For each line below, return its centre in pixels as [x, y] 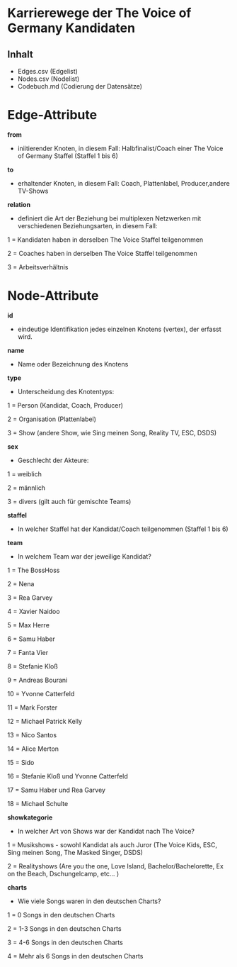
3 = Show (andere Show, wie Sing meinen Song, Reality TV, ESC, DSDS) [112, 432]
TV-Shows [33, 191]
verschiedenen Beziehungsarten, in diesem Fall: [87, 225]
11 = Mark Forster [33, 708]
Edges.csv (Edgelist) [47, 71]
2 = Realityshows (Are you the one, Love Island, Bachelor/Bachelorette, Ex [116, 866]
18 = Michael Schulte [38, 803]
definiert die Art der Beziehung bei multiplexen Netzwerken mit [109, 218]
